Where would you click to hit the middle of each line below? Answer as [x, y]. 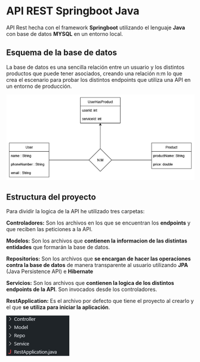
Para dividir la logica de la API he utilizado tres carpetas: [76, 211]
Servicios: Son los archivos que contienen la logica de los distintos [90, 283]
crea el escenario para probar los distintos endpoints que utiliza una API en [99, 79]
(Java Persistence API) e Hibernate [50, 271]
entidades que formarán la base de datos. [58, 247]
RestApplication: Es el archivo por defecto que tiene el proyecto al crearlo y [100, 301]
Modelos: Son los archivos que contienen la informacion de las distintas [97, 241]
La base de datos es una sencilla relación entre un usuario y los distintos [96, 67]
